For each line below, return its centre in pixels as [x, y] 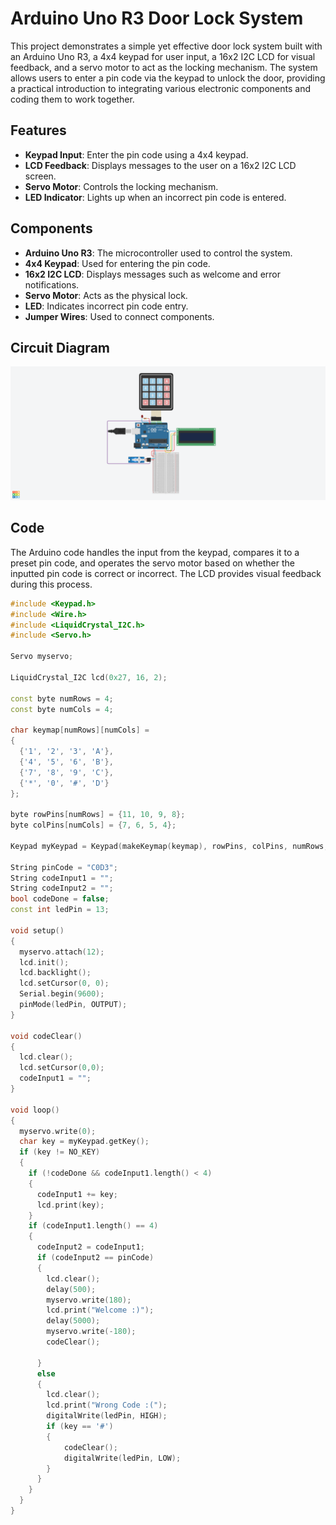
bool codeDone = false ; [60, 899]
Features [38, 130]
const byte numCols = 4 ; [62, 709]
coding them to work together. [72, 99]
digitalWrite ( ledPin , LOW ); [122, 1458]
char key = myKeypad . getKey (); [84, 1142]
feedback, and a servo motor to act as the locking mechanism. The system [164, 67]
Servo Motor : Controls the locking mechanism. [121, 186]
